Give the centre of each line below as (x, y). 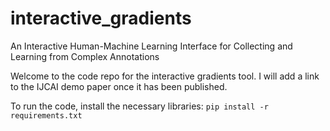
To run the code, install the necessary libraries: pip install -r (139, 106)
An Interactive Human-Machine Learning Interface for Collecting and (151, 46)
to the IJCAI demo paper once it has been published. (119, 86)
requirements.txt (46, 115)
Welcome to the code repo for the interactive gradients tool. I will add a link (165, 76)
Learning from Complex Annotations (85, 56)
